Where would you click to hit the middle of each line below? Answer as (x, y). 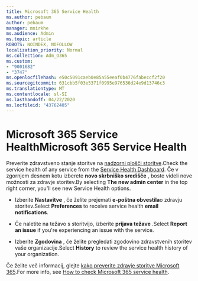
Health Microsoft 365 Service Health (97, 147)
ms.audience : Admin (30, 34)
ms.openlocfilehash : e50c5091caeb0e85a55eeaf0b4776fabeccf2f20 (86, 77)
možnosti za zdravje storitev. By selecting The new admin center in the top (97, 182)
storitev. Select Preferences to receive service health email (87, 206)
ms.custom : (20, 61)
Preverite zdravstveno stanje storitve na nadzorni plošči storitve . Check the (97, 163)
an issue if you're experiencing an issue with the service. (84, 230)
